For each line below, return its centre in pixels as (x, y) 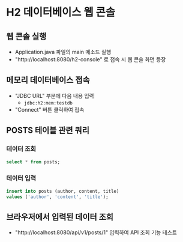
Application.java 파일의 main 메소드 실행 (63, 52)
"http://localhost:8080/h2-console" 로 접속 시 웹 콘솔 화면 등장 (90, 59)
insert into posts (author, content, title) (63, 191)
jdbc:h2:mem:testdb (48, 103)
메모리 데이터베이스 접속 (48, 80)
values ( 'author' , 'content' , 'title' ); (58, 197)
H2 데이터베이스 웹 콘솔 (61, 12)
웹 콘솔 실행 (26, 36)
